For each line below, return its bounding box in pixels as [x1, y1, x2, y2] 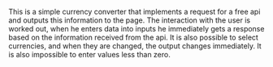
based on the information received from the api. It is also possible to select [8, 32, 258, 42]
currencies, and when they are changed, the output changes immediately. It [8, 41, 262, 51]
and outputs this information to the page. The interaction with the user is [8, 15, 250, 25]
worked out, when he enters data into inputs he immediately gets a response [8, 24, 265, 33]
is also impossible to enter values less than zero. [8, 50, 171, 59]
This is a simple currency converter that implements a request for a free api [8, 7, 261, 16]
